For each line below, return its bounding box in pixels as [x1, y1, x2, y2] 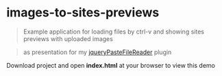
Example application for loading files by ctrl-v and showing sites [23, 27, 205, 36]
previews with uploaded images [23, 34, 114, 42]
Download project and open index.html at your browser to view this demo [6, 61, 216, 69]
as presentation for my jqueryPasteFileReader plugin [23, 48, 172, 56]
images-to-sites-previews [6, 5, 160, 21]
